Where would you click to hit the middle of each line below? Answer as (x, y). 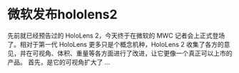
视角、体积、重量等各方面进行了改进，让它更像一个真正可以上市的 (135, 53)
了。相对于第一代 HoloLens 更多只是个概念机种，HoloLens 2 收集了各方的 (116, 44)
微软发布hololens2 (62, 15)
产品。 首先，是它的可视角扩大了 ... (59, 62)
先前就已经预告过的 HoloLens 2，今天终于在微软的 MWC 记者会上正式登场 (116, 35)
